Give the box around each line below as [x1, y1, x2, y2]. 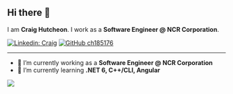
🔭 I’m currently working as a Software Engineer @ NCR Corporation [17, 58, 213, 66]
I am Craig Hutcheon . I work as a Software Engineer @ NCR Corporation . [7, 25, 220, 33]
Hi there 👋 [7, 7, 51, 19]
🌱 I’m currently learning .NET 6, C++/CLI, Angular [17, 66, 161, 74]
